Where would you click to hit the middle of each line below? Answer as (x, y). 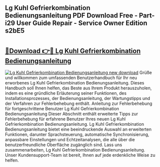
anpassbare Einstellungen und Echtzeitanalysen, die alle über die (70, 140)
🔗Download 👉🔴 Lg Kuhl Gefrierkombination (73, 51)
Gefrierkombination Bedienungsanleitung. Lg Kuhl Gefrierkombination (75, 124)
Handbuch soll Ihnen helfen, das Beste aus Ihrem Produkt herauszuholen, (78, 88)
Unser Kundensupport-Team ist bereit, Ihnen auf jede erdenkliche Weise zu (80, 155)
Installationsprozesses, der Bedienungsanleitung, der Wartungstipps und (78, 98)
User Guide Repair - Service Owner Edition (82, 23)
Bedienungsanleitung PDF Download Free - (72, 16)
